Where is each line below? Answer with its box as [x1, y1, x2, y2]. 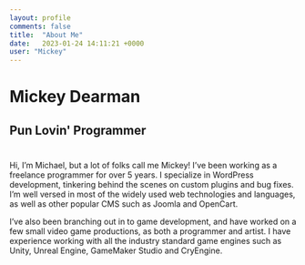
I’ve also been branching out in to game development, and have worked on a [9, 216, 297, 227]
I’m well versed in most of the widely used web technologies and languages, [9, 189, 296, 199]
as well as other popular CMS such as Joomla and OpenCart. [9, 198, 239, 209]
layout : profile [9, 13, 71, 23]
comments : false [9, 22, 71, 31]
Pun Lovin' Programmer [9, 122, 147, 138]
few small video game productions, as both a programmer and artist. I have [9, 225, 291, 237]
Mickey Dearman [9, 87, 141, 107]
